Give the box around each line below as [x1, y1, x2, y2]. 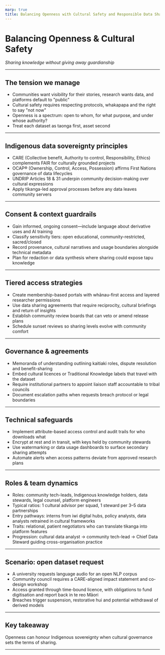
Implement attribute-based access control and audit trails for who [12, 429, 145, 435]
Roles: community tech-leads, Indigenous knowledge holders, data [12, 492, 148, 498]
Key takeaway [5, 621, 49, 629]
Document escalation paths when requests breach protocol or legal [12, 391, 149, 397]
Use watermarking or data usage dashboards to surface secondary [12, 445, 149, 450]
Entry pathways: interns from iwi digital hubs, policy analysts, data [12, 513, 146, 519]
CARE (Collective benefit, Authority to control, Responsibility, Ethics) [12, 155, 151, 161]
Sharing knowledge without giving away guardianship [5, 60, 114, 65]
